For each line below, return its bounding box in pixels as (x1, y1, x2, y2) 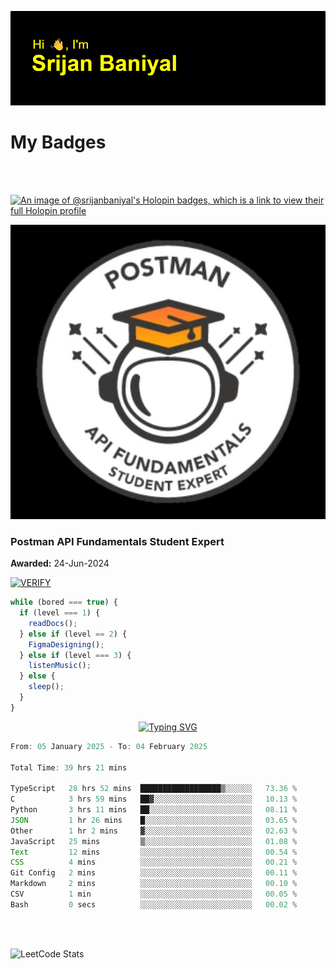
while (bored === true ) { (10, 597, 118, 608)
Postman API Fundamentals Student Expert (10, 534, 225, 548)
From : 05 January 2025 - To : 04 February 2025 (10, 741, 208, 751)
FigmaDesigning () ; (28, 639, 105, 650)
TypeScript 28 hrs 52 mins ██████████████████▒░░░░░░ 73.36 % (10, 784, 298, 794)
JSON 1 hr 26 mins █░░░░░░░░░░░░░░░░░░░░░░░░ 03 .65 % (10, 815, 298, 825)
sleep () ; (28, 682, 65, 692)
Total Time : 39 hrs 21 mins (10, 762, 128, 773)
